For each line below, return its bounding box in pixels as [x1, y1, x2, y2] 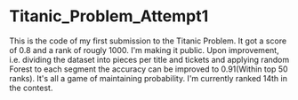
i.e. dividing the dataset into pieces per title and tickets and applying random [9, 54, 290, 65]
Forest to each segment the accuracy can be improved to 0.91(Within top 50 [9, 64, 288, 74]
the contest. [9, 82, 53, 93]
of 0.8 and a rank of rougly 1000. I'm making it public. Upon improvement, [9, 44, 279, 55]
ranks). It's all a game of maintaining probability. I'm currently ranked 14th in [9, 73, 287, 83]
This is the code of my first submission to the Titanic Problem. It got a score [9, 35, 287, 46]
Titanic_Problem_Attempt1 [9, 6, 209, 27]
